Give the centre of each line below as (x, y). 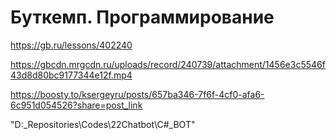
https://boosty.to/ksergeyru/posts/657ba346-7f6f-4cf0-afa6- (137, 94)
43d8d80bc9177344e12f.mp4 (71, 75)
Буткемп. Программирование (142, 17)
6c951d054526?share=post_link (76, 105)
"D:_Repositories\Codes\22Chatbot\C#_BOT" (103, 124)
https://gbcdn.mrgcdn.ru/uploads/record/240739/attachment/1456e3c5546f (168, 64)
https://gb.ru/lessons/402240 (71, 45)
